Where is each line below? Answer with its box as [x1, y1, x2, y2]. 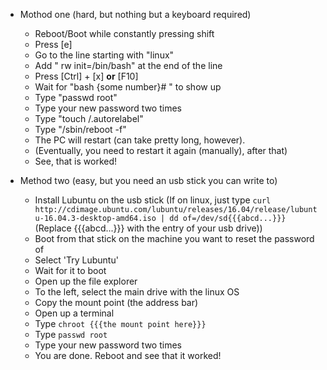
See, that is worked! [34, 155, 118, 167]
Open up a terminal [34, 307, 115, 319]
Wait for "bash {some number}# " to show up [34, 81, 222, 93]
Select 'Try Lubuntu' [34, 254, 119, 266]
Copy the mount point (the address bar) [34, 297, 199, 308]
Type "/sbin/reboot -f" [34, 124, 127, 135]
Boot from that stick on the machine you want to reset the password [34, 233, 315, 244]
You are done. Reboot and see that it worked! [34, 350, 222, 361]
